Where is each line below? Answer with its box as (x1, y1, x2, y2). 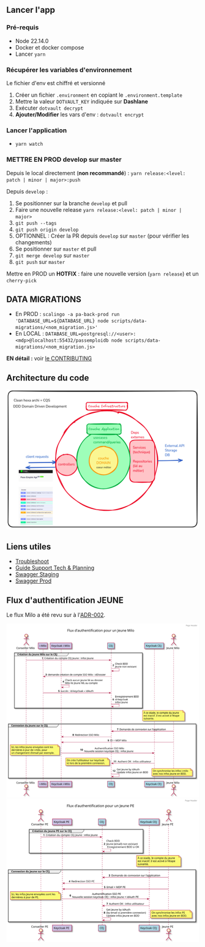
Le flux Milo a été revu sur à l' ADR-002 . (6, 611, 106, 619)
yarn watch (15, 141, 43, 148)
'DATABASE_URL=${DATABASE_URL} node (15, 318, 109, 324)
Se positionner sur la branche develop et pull (15, 199, 127, 207)
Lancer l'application (6, 126, 67, 134)
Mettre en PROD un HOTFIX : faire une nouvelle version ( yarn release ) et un (6, 270, 199, 277)
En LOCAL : (15, 330, 45, 338)
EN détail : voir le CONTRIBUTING (6, 355, 92, 362)
